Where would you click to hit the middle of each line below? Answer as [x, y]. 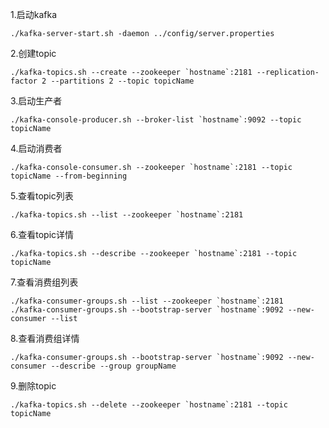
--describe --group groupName [113, 366]
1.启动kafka [33, 14]
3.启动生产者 [36, 101]
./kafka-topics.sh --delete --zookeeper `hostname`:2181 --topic [149, 405]
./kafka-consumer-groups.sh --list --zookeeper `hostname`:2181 [147, 301]
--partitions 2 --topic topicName [122, 81]
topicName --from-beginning [69, 176]
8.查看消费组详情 [45, 338]
